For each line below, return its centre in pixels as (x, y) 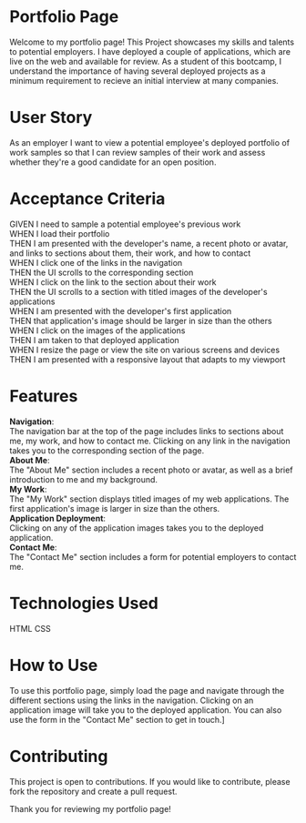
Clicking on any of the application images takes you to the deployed (137, 528)
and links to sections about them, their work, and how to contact (130, 253)
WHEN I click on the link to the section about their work (113, 282)
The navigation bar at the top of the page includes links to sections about (147, 431)
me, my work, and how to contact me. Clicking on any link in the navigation (150, 441)
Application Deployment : (58, 518)
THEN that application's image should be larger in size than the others (141, 320)
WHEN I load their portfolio (60, 233)
